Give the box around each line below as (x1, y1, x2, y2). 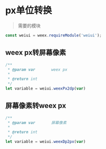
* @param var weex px (7, 67, 68, 72)
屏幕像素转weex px (5, 101, 67, 110)
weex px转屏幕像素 (5, 48, 67, 57)
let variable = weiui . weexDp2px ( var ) (5, 139, 86, 144)
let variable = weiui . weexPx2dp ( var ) (5, 86, 86, 91)
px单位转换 (5, 5, 52, 16)
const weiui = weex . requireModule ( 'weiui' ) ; (5, 33, 102, 38)
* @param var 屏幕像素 (7, 120, 67, 125)
